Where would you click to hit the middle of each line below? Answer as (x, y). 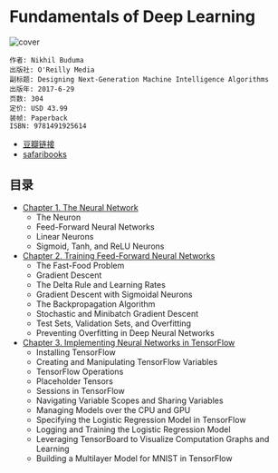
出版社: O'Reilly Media (52, 70)
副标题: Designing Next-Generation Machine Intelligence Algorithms (139, 79)
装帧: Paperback (38, 118)
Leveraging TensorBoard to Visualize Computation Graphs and (153, 439)
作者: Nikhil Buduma (47, 60)
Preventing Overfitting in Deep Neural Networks (125, 332)
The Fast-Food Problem (80, 265)
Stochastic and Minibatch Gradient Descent (117, 313)
